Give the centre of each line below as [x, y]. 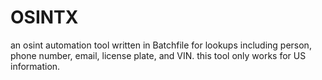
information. [35, 66]
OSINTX [44, 17]
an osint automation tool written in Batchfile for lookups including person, [161, 45]
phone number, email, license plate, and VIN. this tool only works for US [158, 55]
